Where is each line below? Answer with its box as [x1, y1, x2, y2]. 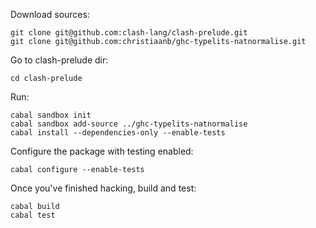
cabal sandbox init [10, 110, 92, 120]
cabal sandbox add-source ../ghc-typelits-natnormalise [10, 119, 248, 129]
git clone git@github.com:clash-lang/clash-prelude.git [10, 28, 248, 38]
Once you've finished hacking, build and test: [10, 182, 197, 194]
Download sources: [10, 9, 90, 20]
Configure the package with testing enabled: [10, 145, 194, 157]
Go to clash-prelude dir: [10, 54, 109, 66]
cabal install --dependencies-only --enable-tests [10, 128, 226, 138]
